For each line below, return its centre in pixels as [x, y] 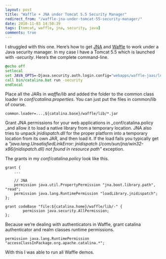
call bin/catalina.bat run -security [44, 80]
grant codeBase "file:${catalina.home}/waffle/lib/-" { [64, 207]
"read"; [13, 189]
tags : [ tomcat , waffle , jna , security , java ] [53, 28]
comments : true [21, 33]
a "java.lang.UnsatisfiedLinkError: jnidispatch [51, 144]
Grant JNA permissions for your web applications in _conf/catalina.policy [79, 123]
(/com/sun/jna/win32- [121, 144]
